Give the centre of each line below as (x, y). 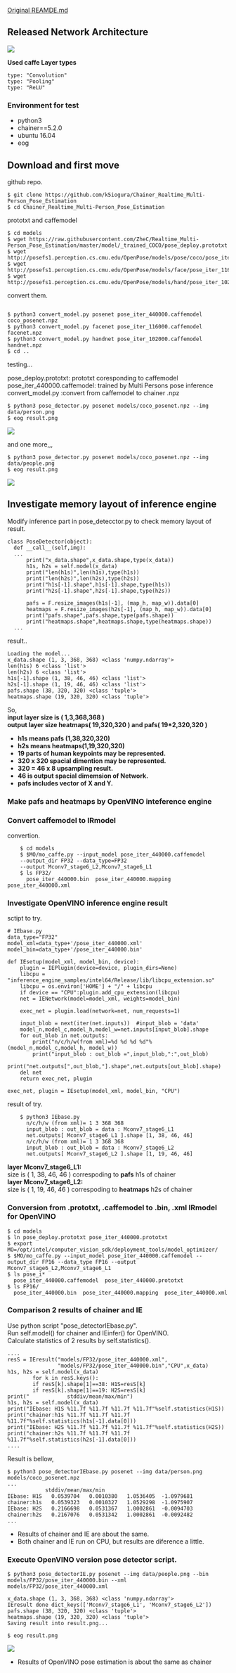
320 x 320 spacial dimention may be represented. (92, 761)
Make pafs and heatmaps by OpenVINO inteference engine (110, 801)
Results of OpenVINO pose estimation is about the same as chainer (114, 1662)
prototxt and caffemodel (42, 220)
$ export (20, 1243)
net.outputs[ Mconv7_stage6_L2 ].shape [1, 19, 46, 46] (109, 1154)
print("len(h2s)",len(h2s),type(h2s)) (83, 578)
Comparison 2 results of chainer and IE (75, 1310)
